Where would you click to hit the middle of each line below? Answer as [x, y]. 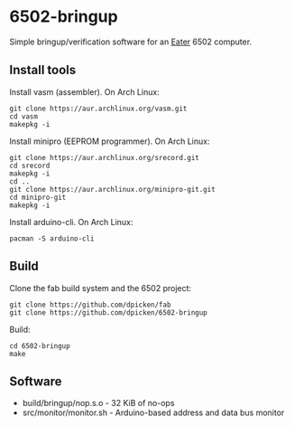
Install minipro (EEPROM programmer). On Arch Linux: [110, 141]
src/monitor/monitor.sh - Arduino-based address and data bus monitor [153, 412]
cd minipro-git [38, 197]
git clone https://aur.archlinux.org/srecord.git [105, 157]
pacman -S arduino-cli [52, 238]
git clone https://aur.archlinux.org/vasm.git [98, 109]
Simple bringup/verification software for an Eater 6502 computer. [131, 42]
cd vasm [24, 116]
